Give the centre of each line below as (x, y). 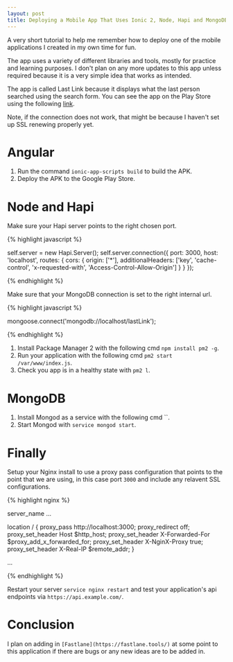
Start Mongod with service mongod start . (77, 425)
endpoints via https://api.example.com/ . (66, 597)
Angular (31, 152)
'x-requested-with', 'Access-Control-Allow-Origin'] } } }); (113, 268)
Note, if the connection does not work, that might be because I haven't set (113, 117)
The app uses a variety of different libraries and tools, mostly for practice (112, 60)
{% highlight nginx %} (39, 500)
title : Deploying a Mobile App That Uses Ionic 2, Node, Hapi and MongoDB (118, 20)
